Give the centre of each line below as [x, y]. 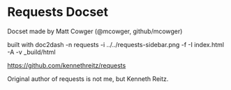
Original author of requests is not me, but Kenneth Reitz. [88, 79]
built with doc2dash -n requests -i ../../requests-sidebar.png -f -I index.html [116, 44]
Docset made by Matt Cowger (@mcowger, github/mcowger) [95, 31]
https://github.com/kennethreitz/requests [67, 65]
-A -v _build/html [31, 52]
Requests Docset [58, 12]
